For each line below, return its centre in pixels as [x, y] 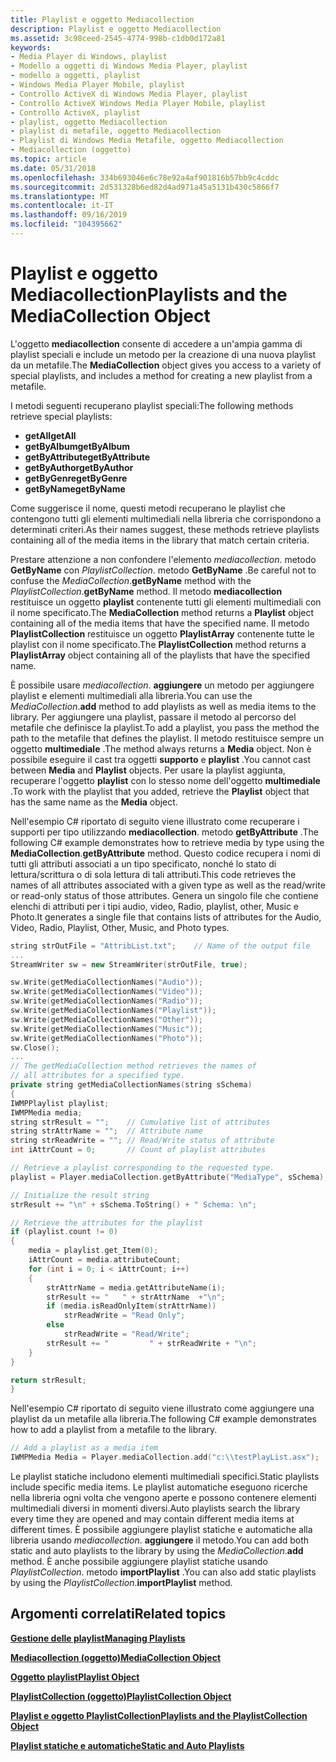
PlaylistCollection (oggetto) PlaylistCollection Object [121, 1696]
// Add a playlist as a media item [84, 1448]
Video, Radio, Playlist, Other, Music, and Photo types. [120, 927]
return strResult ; [48, 1380]
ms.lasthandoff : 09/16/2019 [69, 215]
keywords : [31, 47]
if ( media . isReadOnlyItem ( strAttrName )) [131, 1306]
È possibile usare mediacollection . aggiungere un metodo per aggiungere [162, 685]
